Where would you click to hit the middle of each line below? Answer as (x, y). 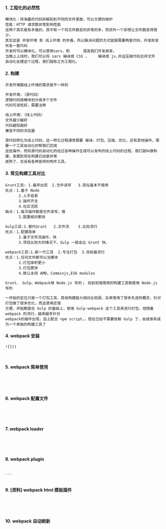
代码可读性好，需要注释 (26, 105)
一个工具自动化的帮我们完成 (33, 146)
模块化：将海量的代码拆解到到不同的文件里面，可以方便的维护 (59, 19)
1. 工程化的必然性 (23, 7)
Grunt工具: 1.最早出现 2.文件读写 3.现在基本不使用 (57, 185)
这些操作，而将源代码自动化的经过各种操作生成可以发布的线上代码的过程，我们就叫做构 (81, 151)
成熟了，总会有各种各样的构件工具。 (37, 162)
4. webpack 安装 (22, 336)
